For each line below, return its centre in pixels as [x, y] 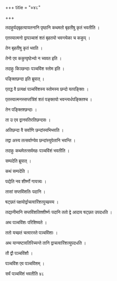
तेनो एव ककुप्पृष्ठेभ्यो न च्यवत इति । [34, 58]
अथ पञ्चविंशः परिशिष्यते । [26, 222]
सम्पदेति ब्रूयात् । [18, 161]
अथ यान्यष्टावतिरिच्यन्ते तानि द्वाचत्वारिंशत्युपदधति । [46, 243]
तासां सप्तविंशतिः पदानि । [25, 192]
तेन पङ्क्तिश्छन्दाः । [21, 109]
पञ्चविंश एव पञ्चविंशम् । [25, 263]
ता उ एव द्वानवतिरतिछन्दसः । [28, 120]
